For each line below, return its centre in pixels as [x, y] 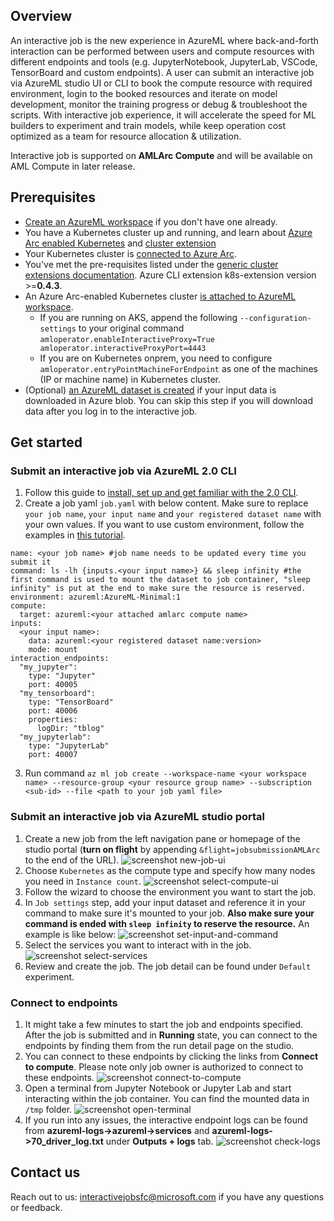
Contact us [45, 1172]
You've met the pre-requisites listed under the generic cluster [151, 264]
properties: [53, 720]
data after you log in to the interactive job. [111, 411]
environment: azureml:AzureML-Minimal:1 [96, 597]
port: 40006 [53, 711]
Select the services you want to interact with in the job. [138, 945]
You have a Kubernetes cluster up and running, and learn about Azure [168, 232]
